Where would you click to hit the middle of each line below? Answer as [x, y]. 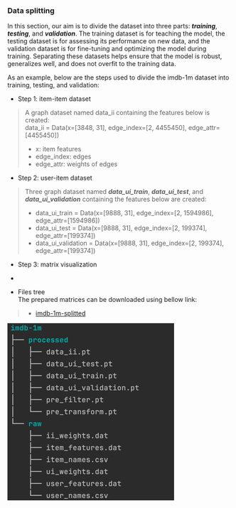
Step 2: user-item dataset [55, 178]
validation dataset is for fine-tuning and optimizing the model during [107, 49]
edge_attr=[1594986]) [68, 221]
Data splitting [31, 11]
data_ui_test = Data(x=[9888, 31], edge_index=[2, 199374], [121, 228]
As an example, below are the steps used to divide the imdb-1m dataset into [118, 77]
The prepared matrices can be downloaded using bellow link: [107, 300]
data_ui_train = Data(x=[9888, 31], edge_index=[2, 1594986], [124, 213]
